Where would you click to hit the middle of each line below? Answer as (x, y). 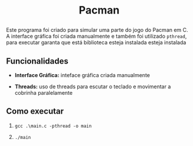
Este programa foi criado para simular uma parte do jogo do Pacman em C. (97, 30)
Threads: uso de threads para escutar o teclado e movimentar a (93, 87)
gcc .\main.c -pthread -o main (53, 126)
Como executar (35, 112)
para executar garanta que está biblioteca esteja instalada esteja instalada (96, 42)
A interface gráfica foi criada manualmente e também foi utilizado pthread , (97, 36)
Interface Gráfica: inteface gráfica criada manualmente (82, 75)
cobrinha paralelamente (43, 93)
